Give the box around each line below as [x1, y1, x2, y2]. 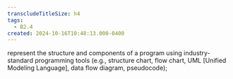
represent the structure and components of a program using [7, 49, 182, 57]
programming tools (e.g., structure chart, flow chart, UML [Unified [35, 57, 227, 65]
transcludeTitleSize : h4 [7, 10, 80, 17]
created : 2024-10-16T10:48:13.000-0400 [7, 29, 125, 37]
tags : [7, 17, 23, 24]
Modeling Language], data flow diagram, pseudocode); [7, 64, 168, 72]
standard [7, 57, 34, 65]
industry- [183, 49, 210, 57]
